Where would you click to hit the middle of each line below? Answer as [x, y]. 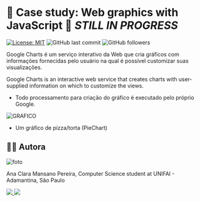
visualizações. [24, 67]
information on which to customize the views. [87, 86]
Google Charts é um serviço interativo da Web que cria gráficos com [93, 54]
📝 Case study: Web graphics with [92, 13]
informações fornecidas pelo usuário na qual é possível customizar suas [98, 61]
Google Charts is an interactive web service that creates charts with [92, 79]
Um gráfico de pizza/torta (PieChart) [61, 127]
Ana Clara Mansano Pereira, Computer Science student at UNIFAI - [91, 173]
